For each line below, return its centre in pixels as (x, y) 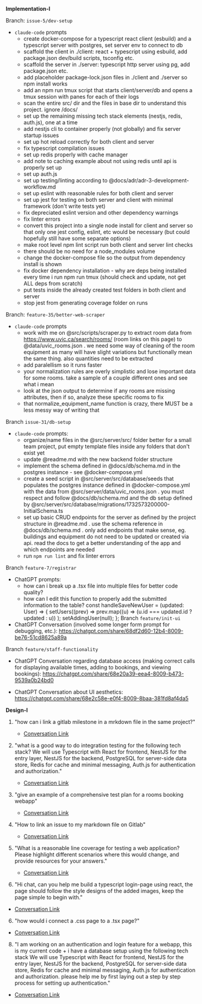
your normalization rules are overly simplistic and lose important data (109, 371)
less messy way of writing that (61, 410)
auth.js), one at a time (50, 122)
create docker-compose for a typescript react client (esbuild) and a (107, 38)
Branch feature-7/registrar (41, 567)
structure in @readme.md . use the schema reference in (93, 524)
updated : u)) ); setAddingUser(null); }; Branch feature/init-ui (102, 618)
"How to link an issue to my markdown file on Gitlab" (80, 825)
